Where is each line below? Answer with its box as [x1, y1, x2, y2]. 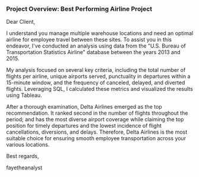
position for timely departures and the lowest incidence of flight [6, 122, 162, 129]
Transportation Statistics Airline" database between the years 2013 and [6, 49, 181, 56]
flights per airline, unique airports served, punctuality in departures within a [6, 73, 191, 80]
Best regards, [6, 153, 39, 160]
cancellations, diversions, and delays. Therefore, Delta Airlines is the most [6, 128, 188, 135]
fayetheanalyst [6, 164, 43, 171]
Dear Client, [6, 18, 36, 26]
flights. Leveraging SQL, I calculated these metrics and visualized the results [6, 86, 193, 93]
